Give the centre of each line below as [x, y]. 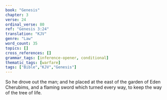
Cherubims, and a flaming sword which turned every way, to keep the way [84, 87]
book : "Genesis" [23, 10]
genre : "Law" [19, 39]
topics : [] [17, 48]
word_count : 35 [22, 44]
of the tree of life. [24, 93]
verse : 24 [16, 19]
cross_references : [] [28, 53]
